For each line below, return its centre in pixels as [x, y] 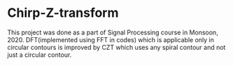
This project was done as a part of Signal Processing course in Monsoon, [113, 32]
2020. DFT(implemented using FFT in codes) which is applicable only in [111, 39]
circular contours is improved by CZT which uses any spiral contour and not [116, 47]
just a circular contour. [40, 55]
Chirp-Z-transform [63, 13]
